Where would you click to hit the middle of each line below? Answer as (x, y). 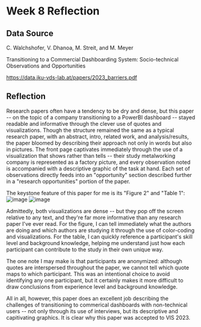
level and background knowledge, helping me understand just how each (96, 243)
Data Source (30, 33)
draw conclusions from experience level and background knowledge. (92, 287)
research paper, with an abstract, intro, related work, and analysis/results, (97, 136)
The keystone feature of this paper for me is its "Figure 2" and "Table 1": (96, 193)
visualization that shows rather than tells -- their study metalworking (91, 155)
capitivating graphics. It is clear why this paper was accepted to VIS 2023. (98, 317)
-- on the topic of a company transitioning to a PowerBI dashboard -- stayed (101, 117)
